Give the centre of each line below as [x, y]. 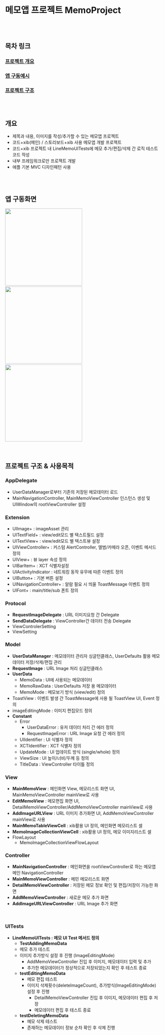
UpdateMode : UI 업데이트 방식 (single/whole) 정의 [70, 752]
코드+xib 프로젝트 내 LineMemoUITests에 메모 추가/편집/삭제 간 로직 [79, 148]
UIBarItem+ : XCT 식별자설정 [41, 566]
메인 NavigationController [38, 873]
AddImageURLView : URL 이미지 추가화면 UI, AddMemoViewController [83, 813]
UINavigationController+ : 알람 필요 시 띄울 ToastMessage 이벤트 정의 [81, 584]
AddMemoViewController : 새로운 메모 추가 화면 [60, 897]
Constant [22, 716]
